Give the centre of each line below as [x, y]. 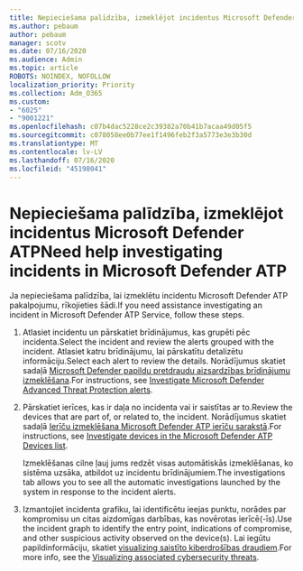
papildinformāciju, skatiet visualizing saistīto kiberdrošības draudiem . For [157, 548]
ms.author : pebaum [44, 26]
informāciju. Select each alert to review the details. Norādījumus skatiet [154, 361]
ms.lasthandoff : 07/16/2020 [62, 160]
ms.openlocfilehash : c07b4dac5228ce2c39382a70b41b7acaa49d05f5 [131, 127]
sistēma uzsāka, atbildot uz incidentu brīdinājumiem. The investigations [154, 473]
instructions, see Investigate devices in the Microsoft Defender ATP [147, 436]
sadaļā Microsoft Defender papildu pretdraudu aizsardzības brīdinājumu [156, 371]
